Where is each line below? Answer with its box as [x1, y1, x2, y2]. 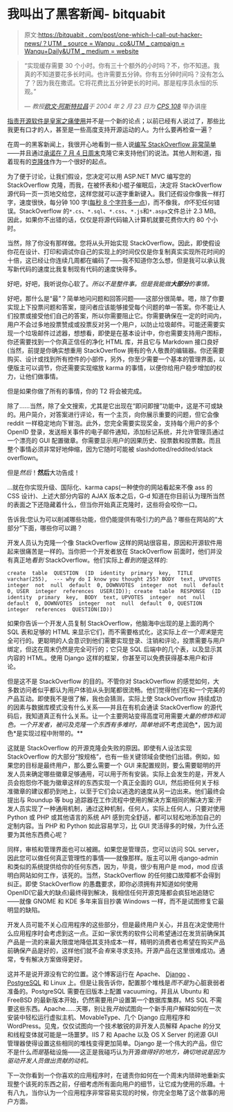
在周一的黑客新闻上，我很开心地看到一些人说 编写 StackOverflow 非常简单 [7, 140, 216, 148]
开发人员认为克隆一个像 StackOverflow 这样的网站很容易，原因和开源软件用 [7, 538, 223, 547]
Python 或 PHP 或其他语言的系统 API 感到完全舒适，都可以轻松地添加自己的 [7, 813, 221, 821]
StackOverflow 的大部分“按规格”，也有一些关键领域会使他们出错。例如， [7, 752, 214, 761]
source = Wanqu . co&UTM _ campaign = [68, 39, 185, 47]
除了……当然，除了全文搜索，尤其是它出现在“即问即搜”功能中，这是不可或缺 [7, 401, 223, 409]
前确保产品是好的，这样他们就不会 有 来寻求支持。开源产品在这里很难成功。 [7, 946, 219, 955]
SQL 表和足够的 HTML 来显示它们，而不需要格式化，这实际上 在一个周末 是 [7, 628, 218, 636]
